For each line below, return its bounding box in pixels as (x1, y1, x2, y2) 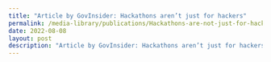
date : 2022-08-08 (8, 27, 67, 35)
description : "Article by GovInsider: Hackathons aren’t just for (8, 42, 236, 50)
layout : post (8, 34, 52, 43)
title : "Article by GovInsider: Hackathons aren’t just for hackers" (8, 11, 248, 20)
